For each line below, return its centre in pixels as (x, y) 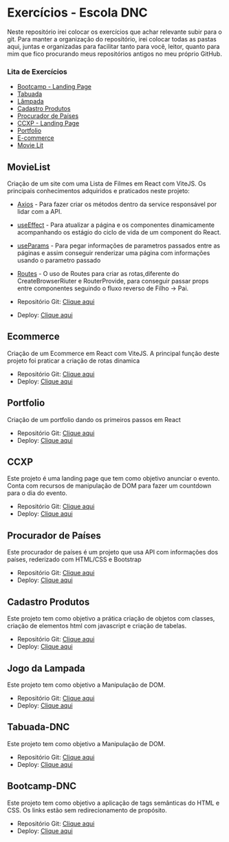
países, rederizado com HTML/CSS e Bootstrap (75, 559)
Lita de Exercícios (37, 72)
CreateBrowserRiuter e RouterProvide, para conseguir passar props (113, 281)
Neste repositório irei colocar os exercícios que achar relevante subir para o (115, 32)
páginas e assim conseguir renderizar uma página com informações (113, 253)
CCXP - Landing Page (48, 123)
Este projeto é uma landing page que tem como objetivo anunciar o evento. (113, 479)
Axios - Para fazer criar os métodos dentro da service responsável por (117, 204)
